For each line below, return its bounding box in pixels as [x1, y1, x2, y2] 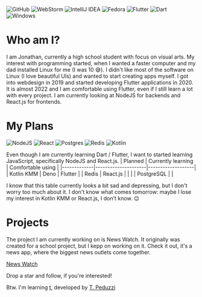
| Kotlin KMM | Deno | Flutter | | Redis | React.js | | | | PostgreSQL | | [6, 170, 174, 177]
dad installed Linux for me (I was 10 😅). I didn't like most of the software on [6, 66, 194, 73]
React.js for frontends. [6, 98, 62, 105]
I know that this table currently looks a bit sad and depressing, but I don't [6, 182, 188, 189]
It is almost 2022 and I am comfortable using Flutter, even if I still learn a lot [6, 85, 193, 92]
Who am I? [6, 33, 60, 47]
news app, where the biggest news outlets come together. [6, 248, 151, 256]
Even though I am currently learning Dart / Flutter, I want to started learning [6, 151, 193, 158]
